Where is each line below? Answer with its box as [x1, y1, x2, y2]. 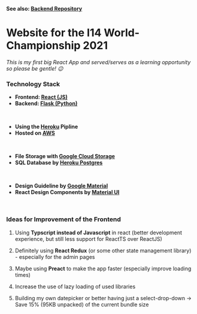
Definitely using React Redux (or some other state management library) [14, 247, 192, 254]
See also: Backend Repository [6, 5, 83, 12]
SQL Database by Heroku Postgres [14, 159, 103, 167]
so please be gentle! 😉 [6, 65, 63, 72]
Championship [6, 39, 81, 53]
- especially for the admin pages [14, 253, 95, 260]
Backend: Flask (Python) [14, 100, 78, 107]
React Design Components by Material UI [14, 189, 120, 196]
